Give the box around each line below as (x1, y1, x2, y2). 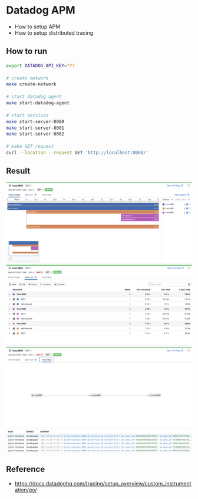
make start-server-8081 (6, 125, 65, 131)
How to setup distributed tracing (14, 29, 94, 36)
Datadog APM (6, 4, 75, 17)
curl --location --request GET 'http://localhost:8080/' (6, 150, 149, 156)
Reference (6, 464, 45, 474)
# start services (6, 113, 49, 118)
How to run (6, 47, 48, 57)
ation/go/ (14, 486, 37, 493)
